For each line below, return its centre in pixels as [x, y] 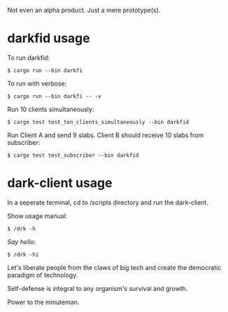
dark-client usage [60, 183]
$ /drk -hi [23, 255]
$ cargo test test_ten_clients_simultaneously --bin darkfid [98, 122]
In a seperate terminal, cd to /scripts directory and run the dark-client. [108, 202]
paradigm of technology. [43, 275]
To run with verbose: [37, 83]
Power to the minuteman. [43, 302]
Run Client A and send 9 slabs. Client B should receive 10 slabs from [106, 135]
